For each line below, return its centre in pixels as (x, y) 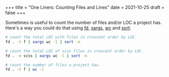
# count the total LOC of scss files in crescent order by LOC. (75, 51)
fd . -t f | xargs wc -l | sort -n (43, 42)
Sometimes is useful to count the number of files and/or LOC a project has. (83, 23)
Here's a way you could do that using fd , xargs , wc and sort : (68, 28)
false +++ (15, 13)
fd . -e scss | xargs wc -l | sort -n (46, 56)
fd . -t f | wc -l (25, 70)
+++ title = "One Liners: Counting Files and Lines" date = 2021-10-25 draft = (85, 7)
